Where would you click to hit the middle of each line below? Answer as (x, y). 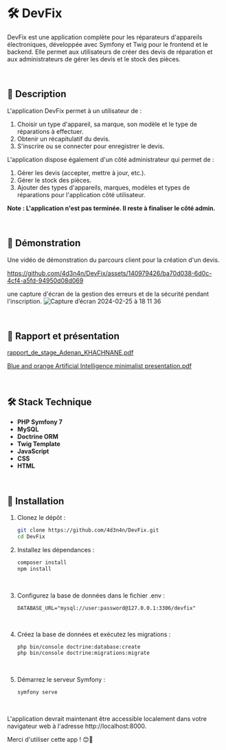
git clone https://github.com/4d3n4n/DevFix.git (88, 530)
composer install (42, 562)
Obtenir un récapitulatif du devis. (64, 139)
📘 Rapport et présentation (64, 336)
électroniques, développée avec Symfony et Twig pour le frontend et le (108, 44)
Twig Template (38, 444)
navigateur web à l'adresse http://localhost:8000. (77, 726)
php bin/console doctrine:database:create (79, 647)
